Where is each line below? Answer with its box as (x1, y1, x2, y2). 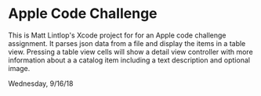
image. (8, 63, 31, 73)
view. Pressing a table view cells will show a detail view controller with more (8, 47, 253, 56)
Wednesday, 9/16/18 (8, 79, 74, 88)
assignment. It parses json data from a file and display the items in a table (8, 38, 246, 48)
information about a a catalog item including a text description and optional (8, 55, 251, 65)
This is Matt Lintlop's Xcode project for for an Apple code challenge (8, 30, 227, 40)
